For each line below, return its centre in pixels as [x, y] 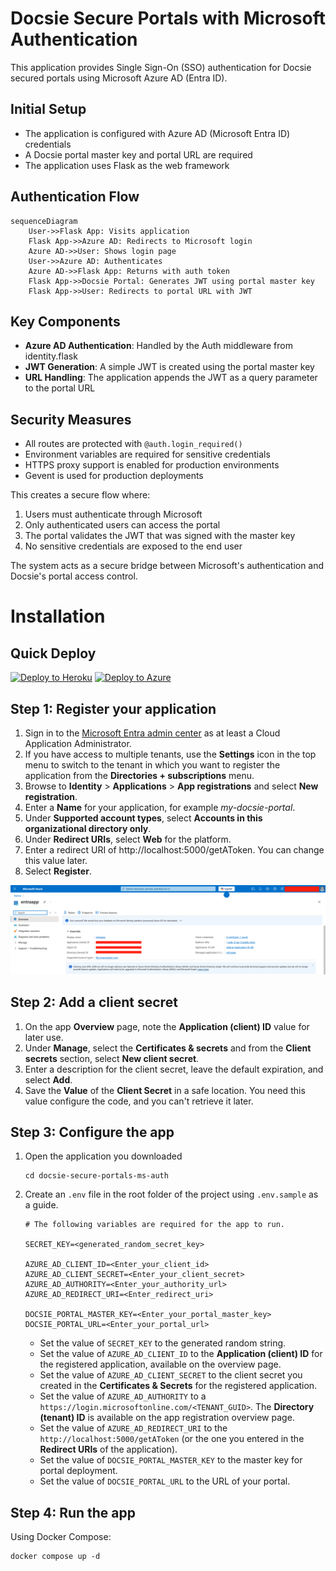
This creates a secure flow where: [80, 495]
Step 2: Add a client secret [94, 1002]
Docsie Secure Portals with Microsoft [168, 18]
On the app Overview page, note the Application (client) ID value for [167, 1026]
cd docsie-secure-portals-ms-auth [96, 1176]
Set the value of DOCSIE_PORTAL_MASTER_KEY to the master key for [171, 1460]
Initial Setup [48, 109]
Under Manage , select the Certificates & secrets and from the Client [168, 1048]
